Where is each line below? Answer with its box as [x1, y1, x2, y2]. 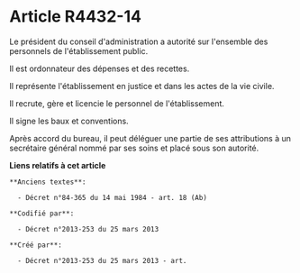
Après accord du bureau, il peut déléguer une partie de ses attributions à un [9, 132, 291, 143]
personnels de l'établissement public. [9, 45, 149, 56]
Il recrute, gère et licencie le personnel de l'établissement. [9, 97, 225, 109]
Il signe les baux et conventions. [9, 115, 129, 126]
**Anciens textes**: [9, 177, 87, 187]
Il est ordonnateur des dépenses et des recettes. [9, 63, 190, 74]
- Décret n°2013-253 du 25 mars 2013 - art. [17, 256, 187, 265]
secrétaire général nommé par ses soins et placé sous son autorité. [9, 142, 259, 153]
